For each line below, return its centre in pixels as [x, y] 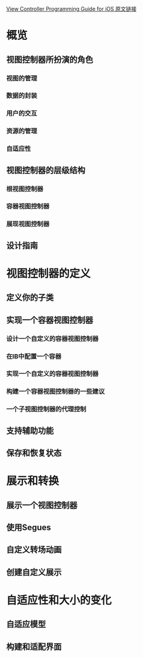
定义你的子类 [30, 298]
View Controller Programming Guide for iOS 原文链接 [71, 9]
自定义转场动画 [34, 550]
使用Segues [29, 528]
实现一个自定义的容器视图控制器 [53, 374]
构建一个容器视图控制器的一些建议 [56, 391]
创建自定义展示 [34, 572]
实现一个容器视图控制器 [50, 320]
